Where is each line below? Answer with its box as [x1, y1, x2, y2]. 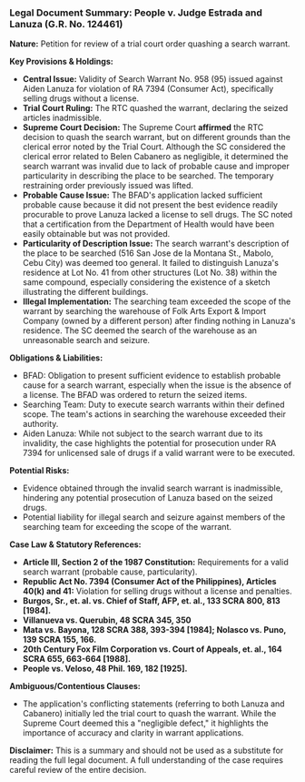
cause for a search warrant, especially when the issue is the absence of [22, 380, 292, 391]
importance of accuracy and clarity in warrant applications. [22, 727, 244, 738]
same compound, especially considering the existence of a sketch [22, 277, 271, 288]
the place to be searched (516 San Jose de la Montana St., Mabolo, [22, 248, 274, 259]
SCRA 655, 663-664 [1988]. [22, 654, 132, 665]
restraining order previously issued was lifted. [22, 180, 193, 191]
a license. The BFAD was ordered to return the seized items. [22, 390, 248, 401]
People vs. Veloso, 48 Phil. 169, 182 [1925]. [22, 663, 188, 675]
